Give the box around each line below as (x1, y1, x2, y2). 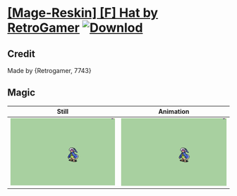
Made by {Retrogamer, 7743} (7, 67, 92, 74)
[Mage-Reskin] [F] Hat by (7, 5, 159, 21)
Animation (158, 107, 190, 116)
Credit (7, 48, 35, 60)
